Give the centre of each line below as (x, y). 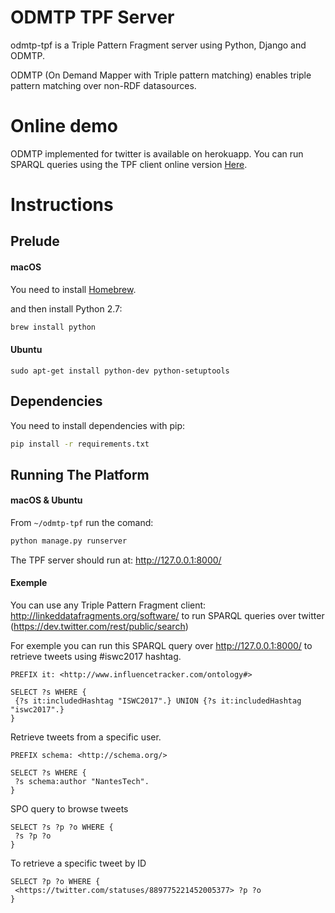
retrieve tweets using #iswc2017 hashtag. (96, 657)
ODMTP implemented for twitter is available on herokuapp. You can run (157, 153)
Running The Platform (80, 474)
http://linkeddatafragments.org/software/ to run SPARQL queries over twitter (167, 616)
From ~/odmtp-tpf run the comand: (82, 523)
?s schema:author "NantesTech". (82, 782)
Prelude (35, 241)
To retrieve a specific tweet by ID (78, 863)
